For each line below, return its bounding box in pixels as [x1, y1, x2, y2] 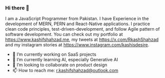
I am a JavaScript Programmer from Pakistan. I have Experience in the [5, 16, 149, 22]
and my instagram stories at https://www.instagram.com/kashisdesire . [5, 42, 150, 48]
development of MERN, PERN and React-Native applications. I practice [5, 21, 151, 27]
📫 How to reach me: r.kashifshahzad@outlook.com [12, 68, 119, 74]
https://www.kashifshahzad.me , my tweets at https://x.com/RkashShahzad [5, 37, 159, 42]
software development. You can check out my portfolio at [5, 32, 123, 38]
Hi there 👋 [5, 4, 30, 11]
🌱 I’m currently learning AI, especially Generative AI [12, 57, 118, 63]
